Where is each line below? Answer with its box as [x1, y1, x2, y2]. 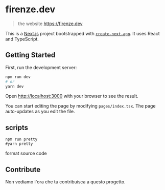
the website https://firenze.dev [17, 20, 83, 27]
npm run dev [5, 74, 31, 79]
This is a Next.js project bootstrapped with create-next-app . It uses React [5, 30, 160, 36]
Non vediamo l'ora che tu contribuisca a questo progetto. [5, 179, 126, 185]
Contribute [5, 165, 41, 174]
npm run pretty [5, 137, 38, 142]
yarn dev [5, 83, 24, 89]
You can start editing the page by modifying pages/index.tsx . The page [5, 103, 156, 109]
